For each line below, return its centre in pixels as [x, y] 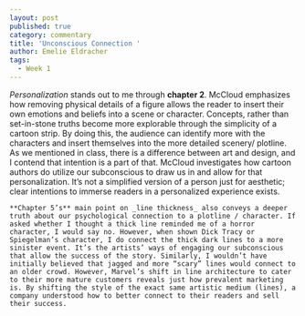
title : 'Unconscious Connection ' [75, 43]
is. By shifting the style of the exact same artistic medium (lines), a [153, 288]
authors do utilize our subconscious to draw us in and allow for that [136, 172]
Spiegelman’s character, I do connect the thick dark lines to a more [147, 240]
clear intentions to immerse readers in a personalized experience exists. [145, 191]
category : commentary [51, 35]
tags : [20, 60]
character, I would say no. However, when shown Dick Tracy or [132, 232]
